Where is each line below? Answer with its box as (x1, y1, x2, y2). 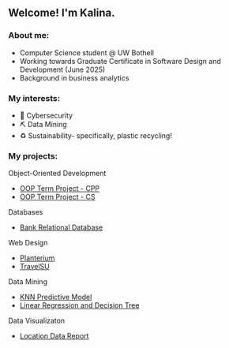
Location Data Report (19, 331, 89, 341)
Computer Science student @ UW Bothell (19, 47, 154, 58)
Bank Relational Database (19, 223, 103, 232)
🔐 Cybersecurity (19, 110, 73, 120)
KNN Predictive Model (19, 292, 92, 302)
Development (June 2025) (19, 65, 106, 74)
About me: (8, 30, 50, 41)
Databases (8, 208, 43, 217)
